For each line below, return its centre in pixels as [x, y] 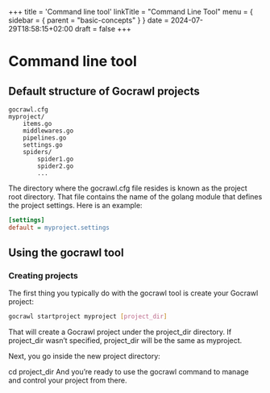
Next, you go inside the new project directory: [85, 356]
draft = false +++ [103, 29]
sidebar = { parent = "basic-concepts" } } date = [89, 20]
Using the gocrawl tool [66, 253]
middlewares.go [48, 131]
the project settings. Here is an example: [75, 205]
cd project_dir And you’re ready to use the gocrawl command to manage [129, 372]
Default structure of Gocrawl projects [104, 91]
